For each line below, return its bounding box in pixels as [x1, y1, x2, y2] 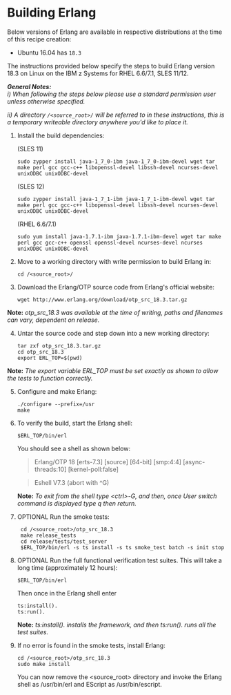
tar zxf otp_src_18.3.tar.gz [17, 342, 101, 350]
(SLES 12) [17, 182, 45, 191]
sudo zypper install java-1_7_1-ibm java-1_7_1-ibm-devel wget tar [17, 196, 215, 202]
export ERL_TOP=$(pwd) [17, 354, 83, 361]
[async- [182, 457, 205, 466]
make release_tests [20, 532, 77, 539]
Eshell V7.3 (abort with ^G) [34, 478, 110, 486]
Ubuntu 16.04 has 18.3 [17, 48, 81, 57]
